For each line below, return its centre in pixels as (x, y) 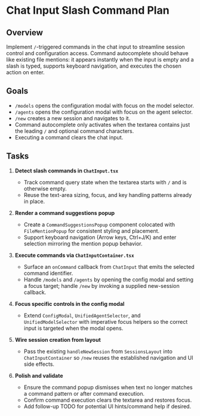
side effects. (39, 364)
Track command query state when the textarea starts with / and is (105, 182)
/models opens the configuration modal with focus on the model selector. (104, 105)
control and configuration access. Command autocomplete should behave (97, 53)
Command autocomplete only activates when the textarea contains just (102, 125)
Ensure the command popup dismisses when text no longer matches (108, 387)
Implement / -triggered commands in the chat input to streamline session (96, 47)
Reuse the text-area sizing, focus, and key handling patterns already (108, 195)
